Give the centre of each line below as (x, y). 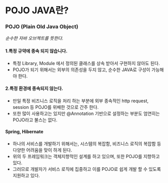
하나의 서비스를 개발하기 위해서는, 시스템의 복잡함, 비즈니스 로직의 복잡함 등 (87, 144)
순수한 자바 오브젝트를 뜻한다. (34, 38)
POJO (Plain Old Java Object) (42, 27)
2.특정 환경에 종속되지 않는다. (34, 88)
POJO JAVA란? (37, 10)
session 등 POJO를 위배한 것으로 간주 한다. (55, 107)
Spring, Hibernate (25, 132)
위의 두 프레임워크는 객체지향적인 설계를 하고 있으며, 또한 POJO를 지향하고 (86, 157)
